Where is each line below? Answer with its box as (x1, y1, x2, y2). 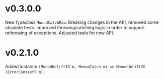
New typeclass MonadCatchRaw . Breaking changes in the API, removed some (5, 19, 159, 25)
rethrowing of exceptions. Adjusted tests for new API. (5, 30, 114, 36)
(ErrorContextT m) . (5, 69, 45, 75)
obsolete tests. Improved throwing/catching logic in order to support (5, 24, 145, 30)
